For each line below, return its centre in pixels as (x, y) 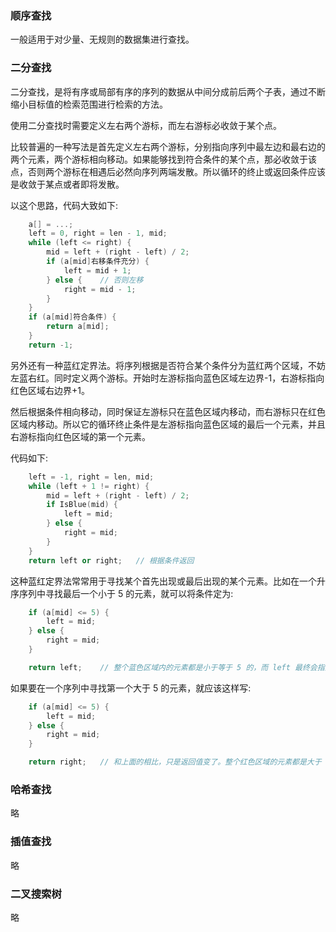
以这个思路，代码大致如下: (64, 205)
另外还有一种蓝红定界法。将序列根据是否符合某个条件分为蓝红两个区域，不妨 (168, 365)
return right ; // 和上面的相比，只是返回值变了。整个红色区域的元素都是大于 (175, 762)
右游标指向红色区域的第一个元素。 (80, 436)
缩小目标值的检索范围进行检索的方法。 (89, 104)
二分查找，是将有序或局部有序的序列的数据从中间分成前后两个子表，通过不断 (168, 91)
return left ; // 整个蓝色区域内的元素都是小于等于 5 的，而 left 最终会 (173, 667)
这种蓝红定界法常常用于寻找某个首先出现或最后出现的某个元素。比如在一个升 (168, 581)
